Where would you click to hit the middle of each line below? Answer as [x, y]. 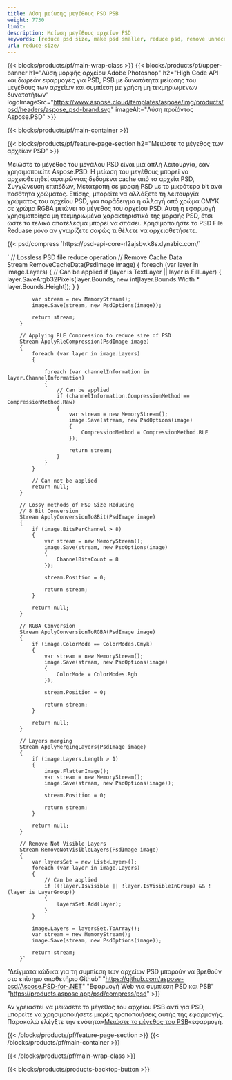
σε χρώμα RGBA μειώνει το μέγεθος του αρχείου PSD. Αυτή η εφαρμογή [111, 208]
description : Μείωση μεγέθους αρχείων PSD [69, 33]
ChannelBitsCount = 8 [87, 559]
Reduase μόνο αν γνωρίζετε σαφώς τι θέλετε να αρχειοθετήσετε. [102, 230]
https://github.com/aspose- [145, 979]
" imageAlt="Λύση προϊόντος [152, 109]
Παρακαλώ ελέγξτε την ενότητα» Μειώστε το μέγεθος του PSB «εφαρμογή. [115, 1022]
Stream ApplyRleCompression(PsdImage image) [85, 342]
